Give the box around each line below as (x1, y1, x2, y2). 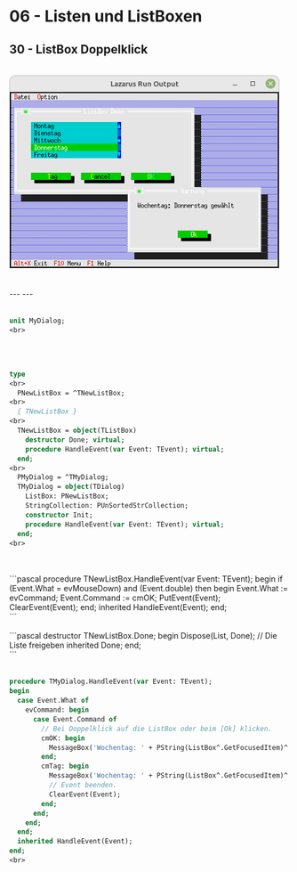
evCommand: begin (25, 705, 90, 714)
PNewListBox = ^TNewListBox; (17, 388, 125, 397)
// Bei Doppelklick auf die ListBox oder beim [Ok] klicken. (41, 724, 273, 733)
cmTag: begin (41, 762, 90, 771)
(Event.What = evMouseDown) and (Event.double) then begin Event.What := (9, 583, 289, 594)
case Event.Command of (32, 714, 117, 723)
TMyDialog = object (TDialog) (17, 483, 125, 492)
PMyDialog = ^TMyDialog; (17, 473, 109, 482)
